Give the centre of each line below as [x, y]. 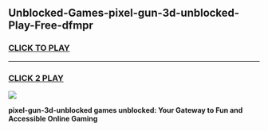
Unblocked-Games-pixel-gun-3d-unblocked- [124, 13]
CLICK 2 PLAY [36, 78]
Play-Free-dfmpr [51, 26]
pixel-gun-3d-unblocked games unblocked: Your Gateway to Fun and [126, 110]
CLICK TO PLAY [39, 48]
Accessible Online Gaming [53, 118]
